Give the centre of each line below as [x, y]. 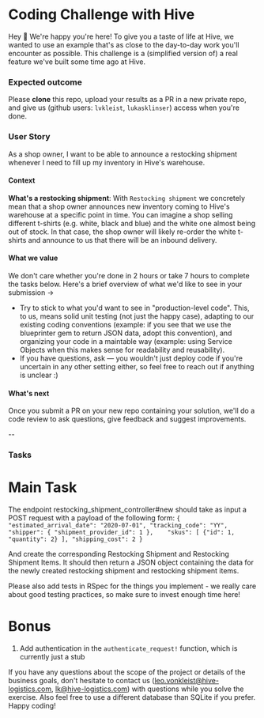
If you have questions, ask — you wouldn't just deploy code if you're [131, 358]
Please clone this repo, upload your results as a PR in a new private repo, [127, 100]
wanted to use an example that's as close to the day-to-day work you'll [124, 44]
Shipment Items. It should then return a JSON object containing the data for [131, 562]
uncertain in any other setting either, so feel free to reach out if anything [137, 366]
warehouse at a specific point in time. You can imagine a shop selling [121, 214]
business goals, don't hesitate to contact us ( [81, 680]
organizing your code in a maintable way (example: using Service [126, 341]
